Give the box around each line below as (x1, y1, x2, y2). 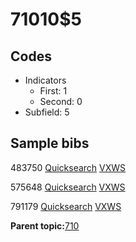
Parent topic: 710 (10, 219, 80, 232)
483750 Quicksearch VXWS (10, 161, 127, 173)
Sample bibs (10, 135, 90, 152)
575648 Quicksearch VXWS (10, 181, 126, 193)
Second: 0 (39, 96, 83, 107)
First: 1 (39, 85, 68, 97)
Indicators (24, 74, 67, 86)
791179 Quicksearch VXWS (10, 200, 122, 212)
